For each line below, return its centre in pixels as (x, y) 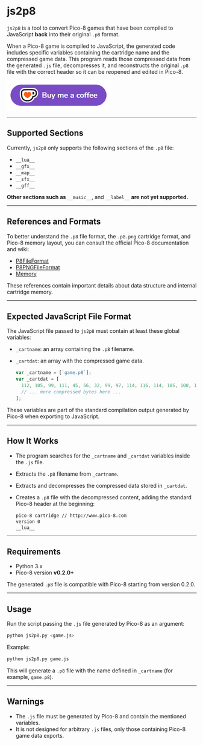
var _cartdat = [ (37, 379)
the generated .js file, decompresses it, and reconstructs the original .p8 (98, 65)
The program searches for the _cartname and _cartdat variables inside (103, 456)
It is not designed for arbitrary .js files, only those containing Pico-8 (101, 729)
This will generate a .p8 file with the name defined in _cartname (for (90, 671)
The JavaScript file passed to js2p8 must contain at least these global (93, 331)
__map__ (25, 173)
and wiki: (18, 249)
